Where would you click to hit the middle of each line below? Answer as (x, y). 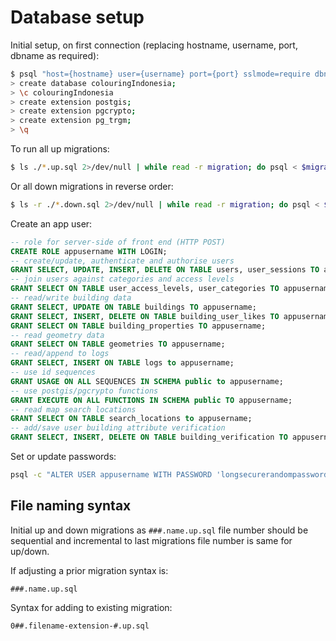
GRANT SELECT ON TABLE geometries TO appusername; (118, 344)
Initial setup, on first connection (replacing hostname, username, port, (154, 45)
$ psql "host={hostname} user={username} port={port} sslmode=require (160, 74)
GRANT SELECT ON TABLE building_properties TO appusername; (138, 326)
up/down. (30, 551)
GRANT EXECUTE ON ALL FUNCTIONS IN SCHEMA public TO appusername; (151, 400)
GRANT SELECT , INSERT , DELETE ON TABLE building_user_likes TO (145, 316)
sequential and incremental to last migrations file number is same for (151, 540)
